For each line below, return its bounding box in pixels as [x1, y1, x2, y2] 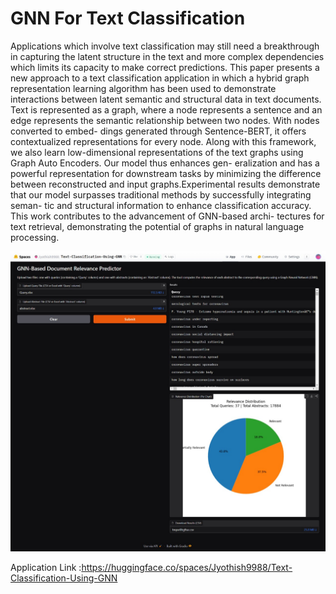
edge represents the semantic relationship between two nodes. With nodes [10, 114, 320, 126]
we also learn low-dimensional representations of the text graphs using [10, 146, 304, 158]
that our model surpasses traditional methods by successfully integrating [10, 188, 312, 201]
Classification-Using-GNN [10, 572, 118, 584]
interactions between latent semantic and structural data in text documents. [10, 93, 322, 105]
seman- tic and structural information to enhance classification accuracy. [10, 199, 312, 211]
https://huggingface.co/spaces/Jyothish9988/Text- [81, 562, 293, 574]
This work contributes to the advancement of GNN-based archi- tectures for [10, 210, 325, 222]
